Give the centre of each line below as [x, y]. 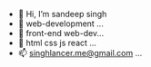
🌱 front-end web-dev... [61, 33]
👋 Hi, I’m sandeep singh [62, 14]
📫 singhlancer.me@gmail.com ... [80, 53]
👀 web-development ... [61, 24]
